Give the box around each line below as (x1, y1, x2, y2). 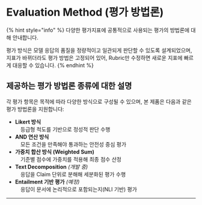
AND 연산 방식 (14, 133, 49, 140)
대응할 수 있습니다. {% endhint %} (12, 61, 94, 69)
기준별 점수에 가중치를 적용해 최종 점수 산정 (20, 155, 122, 162)
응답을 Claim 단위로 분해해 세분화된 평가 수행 (20, 170, 126, 177)
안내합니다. (12, 34, 39, 41)
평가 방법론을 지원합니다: (6, 105, 64, 113)
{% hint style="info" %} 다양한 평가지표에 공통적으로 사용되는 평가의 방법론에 (6, 26, 190, 34)
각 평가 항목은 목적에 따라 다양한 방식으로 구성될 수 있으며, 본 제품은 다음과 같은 (6, 98, 192, 105)
